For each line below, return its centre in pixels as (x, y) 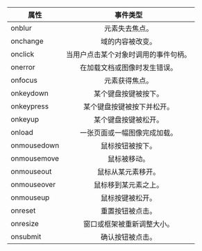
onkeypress (30, 106)
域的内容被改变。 (128, 41)
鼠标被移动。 (128, 159)
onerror (23, 67)
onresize (25, 224)
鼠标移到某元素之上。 (128, 185)
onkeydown (30, 93)
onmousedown (35, 145)
